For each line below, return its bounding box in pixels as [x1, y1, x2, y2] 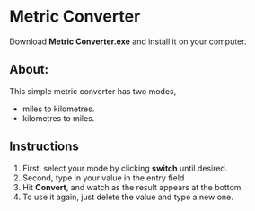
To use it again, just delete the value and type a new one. [22, 191, 233, 202]
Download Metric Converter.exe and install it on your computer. [9, 36, 247, 47]
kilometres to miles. [22, 112, 95, 123]
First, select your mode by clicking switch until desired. [22, 163, 228, 173]
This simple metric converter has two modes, [9, 85, 177, 96]
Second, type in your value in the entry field [22, 172, 185, 183]
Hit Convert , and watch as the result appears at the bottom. [22, 181, 244, 192]
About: [9, 62, 49, 77]
